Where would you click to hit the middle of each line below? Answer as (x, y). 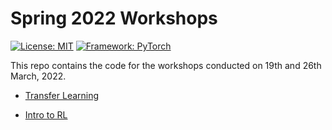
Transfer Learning (62, 95)
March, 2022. (38, 76)
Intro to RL (46, 114)
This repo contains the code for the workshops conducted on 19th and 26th (166, 65)
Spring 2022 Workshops (114, 18)
